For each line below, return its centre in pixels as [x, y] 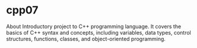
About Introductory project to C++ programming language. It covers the [94, 26]
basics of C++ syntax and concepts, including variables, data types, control [99, 32]
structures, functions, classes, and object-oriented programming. [86, 39]
